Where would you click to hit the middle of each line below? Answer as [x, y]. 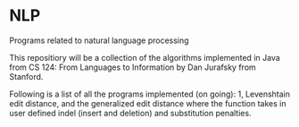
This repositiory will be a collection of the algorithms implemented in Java [145, 57]
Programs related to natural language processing [99, 40]
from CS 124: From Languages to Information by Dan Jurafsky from [133, 67]
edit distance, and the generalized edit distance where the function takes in [148, 103]
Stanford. [26, 76]
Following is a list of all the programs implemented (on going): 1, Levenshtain [150, 94]
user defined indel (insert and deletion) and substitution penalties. [130, 113]
